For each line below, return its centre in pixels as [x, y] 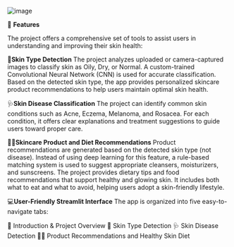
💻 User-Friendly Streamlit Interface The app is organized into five [104, 201]
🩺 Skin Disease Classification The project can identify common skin [107, 103]
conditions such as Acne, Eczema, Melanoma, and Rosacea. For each [108, 114]
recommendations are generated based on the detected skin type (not [109, 150]
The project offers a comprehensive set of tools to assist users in [101, 38]
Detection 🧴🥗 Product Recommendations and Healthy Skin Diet [99, 236]
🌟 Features [24, 24]
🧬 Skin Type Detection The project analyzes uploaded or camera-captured [116, 59]
